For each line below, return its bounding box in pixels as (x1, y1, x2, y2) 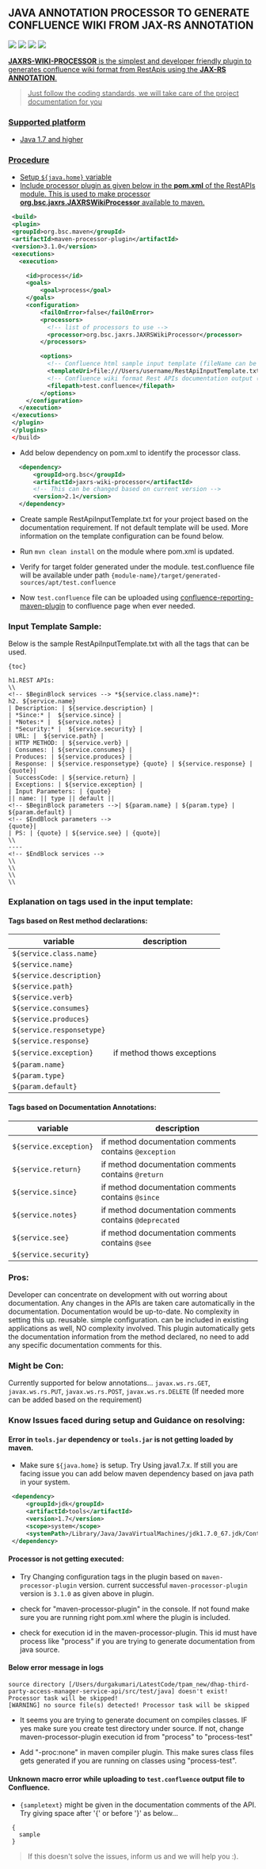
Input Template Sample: (8, 620, 102, 631)
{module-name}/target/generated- (110, 572, 222, 580)
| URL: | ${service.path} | (8, 732, 104, 740)
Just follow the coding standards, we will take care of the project (27, 88, 239, 98)
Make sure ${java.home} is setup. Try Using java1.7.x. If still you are (19, 1460, 238, 1470)
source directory (8, 1680, 66, 1688)
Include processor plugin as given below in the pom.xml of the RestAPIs (19, 181, 256, 190)
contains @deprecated (101, 1214, 180, 1225)
